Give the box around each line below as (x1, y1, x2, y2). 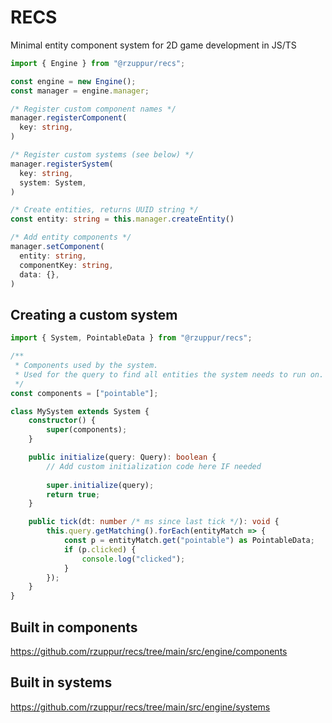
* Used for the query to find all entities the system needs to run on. (14, 369, 325, 380)
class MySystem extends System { (10, 406, 150, 416)
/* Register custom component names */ (10, 104, 177, 114)
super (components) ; (46, 425, 128, 435)
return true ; (46, 489, 101, 500)
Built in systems (10, 674, 113, 691)
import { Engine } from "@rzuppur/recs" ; (10, 58, 186, 68)
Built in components (10, 619, 138, 636)
